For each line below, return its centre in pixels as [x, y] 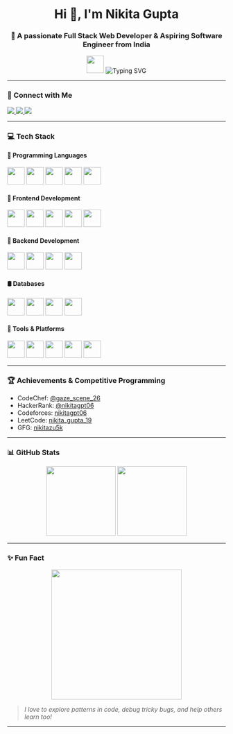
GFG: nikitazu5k [40, 428]
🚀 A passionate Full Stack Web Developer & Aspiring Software [116, 36]
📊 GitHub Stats [34, 452]
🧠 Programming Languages [47, 155]
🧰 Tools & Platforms [36, 329]
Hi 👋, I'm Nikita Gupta [116, 14]
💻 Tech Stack [31, 136]
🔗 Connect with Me [40, 95]
